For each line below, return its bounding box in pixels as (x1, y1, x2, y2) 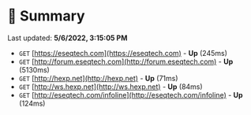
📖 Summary (7, 7, 85, 25)
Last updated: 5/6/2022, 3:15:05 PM (7, 33, 128, 43)
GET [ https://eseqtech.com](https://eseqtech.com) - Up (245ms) (18, 48, 228, 57)
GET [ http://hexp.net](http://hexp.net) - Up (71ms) (18, 73, 178, 83)
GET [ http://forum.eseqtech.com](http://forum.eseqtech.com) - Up (18, 57, 234, 66)
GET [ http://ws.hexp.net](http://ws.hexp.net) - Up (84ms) (18, 82, 203, 91)
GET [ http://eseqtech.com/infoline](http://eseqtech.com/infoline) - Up (18, 90, 243, 99)
